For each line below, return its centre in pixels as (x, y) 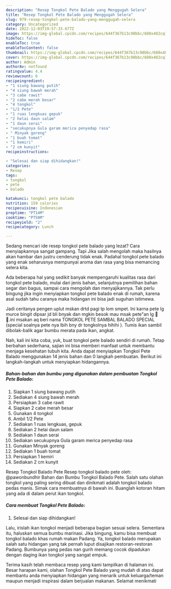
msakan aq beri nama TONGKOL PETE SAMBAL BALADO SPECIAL (85, 320)
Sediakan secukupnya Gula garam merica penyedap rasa (73, 440)
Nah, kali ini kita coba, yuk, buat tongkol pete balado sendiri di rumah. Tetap (85, 340)
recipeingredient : (25, 81)
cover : (13, 57)
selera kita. (17, 268)
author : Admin (21, 62)
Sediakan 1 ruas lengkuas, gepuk (47, 424)
